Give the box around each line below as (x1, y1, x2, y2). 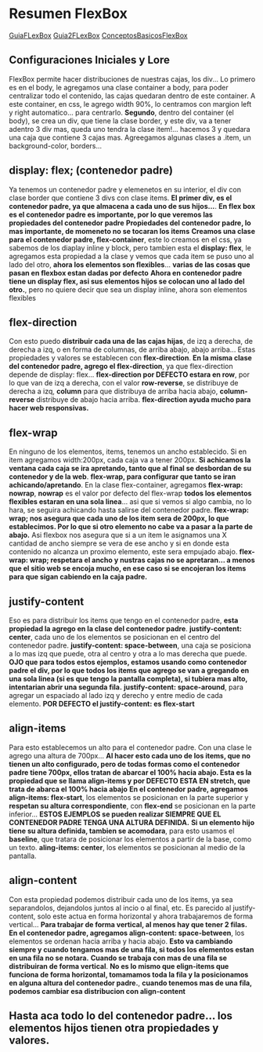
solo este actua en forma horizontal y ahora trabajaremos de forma (37, 911, 254, 921)
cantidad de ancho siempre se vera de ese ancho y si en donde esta (9, 539, 229, 548)
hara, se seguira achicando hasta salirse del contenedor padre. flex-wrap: (9, 506, 250, 515)
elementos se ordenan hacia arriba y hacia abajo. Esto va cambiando (9, 936, 233, 946)
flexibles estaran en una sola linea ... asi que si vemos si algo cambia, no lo (9, 497, 252, 506)
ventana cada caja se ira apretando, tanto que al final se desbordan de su (9, 464, 252, 473)
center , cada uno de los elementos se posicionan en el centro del (9, 633, 221, 641)
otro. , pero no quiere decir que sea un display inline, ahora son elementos (9, 284, 247, 294)
